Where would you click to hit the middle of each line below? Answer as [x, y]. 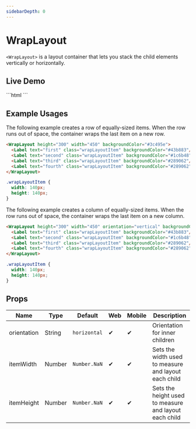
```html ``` [17, 95]
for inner [164, 333]
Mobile [137, 315]
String [53, 333]
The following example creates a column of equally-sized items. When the [95, 210]
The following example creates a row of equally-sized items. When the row [96, 128]
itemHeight [24, 403]
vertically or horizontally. [36, 63]
